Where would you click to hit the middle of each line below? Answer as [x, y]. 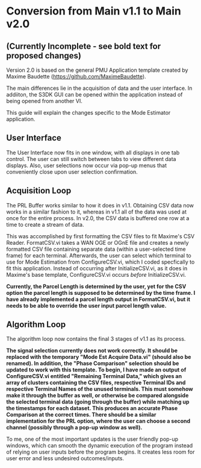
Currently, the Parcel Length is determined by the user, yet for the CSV [96, 286]
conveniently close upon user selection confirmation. [72, 172]
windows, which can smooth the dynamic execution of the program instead [100, 446]
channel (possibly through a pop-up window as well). [74, 428]
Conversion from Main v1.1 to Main [94, 11]
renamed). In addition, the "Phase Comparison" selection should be [93, 364]
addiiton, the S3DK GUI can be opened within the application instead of [94, 94]
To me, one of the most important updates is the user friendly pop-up [92, 439]
